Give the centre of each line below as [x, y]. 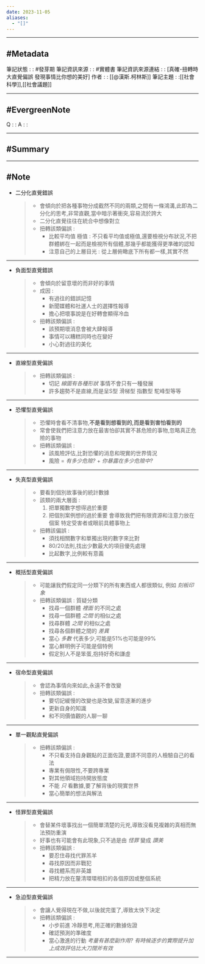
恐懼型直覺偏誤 [34, 409]
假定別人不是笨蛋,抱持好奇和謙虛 [90, 653]
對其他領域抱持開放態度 [78, 778]
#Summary [28, 149]
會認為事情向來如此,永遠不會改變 [81, 685]
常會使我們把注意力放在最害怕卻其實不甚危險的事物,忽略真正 [115, 430]
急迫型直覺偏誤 [34, 897]
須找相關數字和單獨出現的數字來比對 [94, 538]
